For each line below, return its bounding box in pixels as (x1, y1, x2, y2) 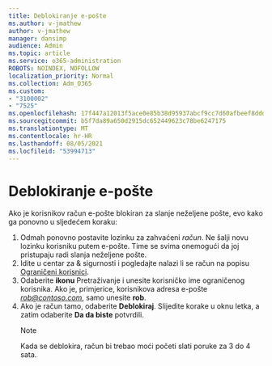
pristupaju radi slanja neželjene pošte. (19, 250, 147, 259)
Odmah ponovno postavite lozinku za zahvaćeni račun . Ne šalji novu (19, 233, 249, 242)
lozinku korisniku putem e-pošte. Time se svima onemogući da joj (19, 242, 240, 251)
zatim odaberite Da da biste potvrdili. (19, 310, 144, 320)
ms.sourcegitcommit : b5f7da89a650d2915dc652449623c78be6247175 (8, 117, 227, 125)
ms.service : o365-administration (8, 57, 121, 65)
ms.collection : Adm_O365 (8, 79, 92, 87)
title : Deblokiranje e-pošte (8, 11, 107, 20)
